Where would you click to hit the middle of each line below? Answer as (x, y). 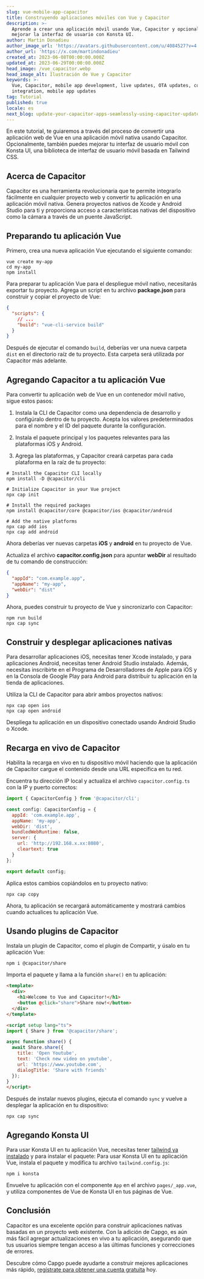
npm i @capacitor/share (36, 964)
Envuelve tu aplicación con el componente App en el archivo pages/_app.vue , (101, 1185)
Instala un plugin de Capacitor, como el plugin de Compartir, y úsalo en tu (98, 946)
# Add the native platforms (42, 521)
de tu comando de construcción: (47, 562)
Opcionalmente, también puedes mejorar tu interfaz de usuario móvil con (98, 144)
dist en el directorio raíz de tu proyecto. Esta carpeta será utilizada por (95, 354)
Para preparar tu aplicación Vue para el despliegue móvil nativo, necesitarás (102, 284)
